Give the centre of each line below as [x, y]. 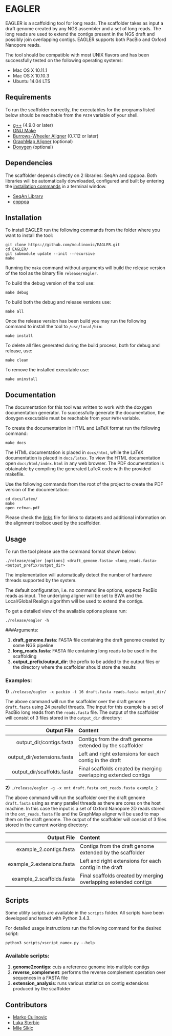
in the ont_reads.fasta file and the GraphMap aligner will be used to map [82, 814]
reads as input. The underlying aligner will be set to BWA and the [74, 596]
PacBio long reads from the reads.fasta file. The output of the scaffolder [82, 712]
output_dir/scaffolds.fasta [43, 772]
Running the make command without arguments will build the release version [85, 268]
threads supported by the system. [41, 580]
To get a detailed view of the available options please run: [66, 611]
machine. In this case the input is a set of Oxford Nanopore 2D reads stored [85, 809]
